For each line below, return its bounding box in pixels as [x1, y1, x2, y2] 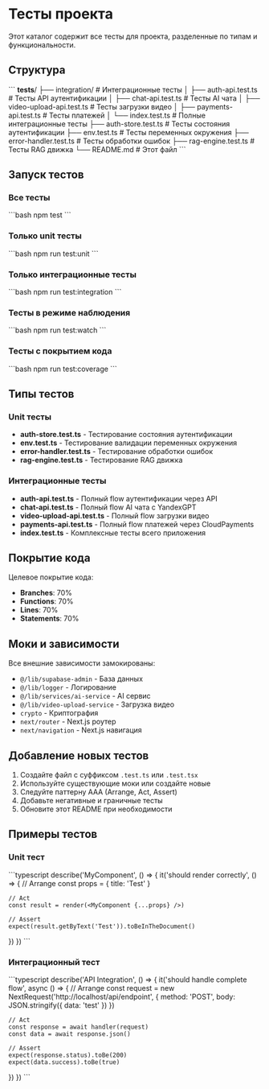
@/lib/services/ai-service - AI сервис [19, 691, 151, 701]
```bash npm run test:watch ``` [8, 325, 107, 335]
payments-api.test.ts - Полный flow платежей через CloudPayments [19, 519, 255, 529]
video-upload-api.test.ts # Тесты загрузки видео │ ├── [8, 101, 195, 111]
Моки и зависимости [8, 637, 120, 650]
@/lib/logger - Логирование [19, 683, 116, 692]
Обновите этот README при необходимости [19, 804, 173, 814]
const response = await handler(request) [8, 1023, 149, 1031]
